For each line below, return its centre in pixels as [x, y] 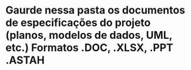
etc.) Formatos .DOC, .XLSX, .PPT [90, 48]
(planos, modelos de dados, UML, [89, 35]
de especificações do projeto [78, 23]
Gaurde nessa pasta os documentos [95, 10]
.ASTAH [25, 60]
